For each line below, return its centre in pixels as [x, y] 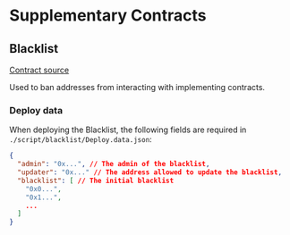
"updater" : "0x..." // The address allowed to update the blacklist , [150, 172]
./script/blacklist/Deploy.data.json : [81, 139]
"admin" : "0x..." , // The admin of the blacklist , [114, 164]
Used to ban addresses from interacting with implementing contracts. [137, 87]
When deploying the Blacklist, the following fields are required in [128, 130]
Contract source [39, 70]
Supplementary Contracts [108, 16]
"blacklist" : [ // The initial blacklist [96, 180]
